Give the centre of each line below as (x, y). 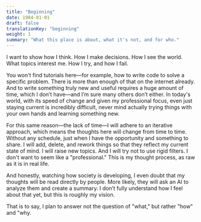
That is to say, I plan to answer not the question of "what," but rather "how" (100, 206)
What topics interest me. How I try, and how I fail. (67, 63)
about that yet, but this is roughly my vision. (61, 195)
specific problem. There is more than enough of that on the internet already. (101, 81)
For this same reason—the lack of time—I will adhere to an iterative (90, 125)
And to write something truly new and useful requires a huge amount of (95, 88)
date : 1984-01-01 (28, 17)
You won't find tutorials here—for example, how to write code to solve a (95, 75)
